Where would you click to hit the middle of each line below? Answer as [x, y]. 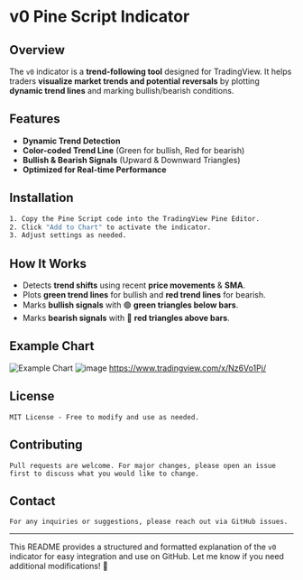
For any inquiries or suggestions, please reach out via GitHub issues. [149, 522]
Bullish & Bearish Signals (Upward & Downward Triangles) [131, 160]
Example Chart [52, 346]
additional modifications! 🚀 [59, 566]
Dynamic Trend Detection [71, 141]
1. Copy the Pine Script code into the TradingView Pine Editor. [134, 218]
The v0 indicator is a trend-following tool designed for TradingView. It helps [151, 71]
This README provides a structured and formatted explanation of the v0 [143, 547]
